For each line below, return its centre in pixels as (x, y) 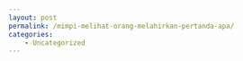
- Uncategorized (55, 43)
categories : (31, 34)
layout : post (33, 17)
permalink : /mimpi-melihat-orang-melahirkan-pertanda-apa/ (121, 26)
